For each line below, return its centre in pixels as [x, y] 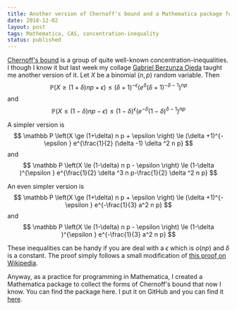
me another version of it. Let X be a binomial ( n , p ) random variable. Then [114, 75]
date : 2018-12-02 [33, 20]
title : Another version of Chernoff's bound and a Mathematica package [115, 14]
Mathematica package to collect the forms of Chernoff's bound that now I [114, 284]
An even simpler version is [46, 187]
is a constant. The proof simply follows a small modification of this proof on [117, 256]
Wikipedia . [23, 263]
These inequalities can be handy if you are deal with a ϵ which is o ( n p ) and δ [119, 248]
